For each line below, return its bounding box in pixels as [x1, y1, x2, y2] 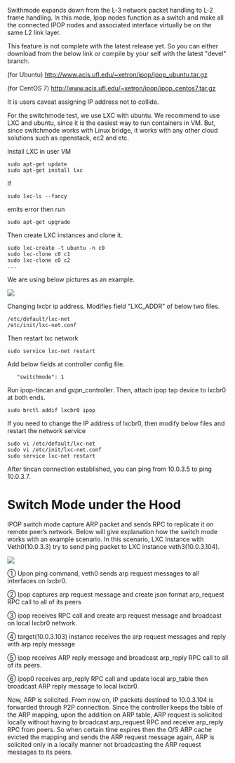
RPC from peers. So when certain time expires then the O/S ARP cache [7, 725, 213, 734]
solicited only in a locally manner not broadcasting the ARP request [7, 740, 201, 748]
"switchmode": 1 [16, 373, 65, 380]
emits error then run [7, 205, 65, 213]
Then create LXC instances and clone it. [7, 231, 123, 239]
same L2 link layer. [7, 28, 61, 37]
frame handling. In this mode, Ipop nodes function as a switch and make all [7, 13, 224, 22]
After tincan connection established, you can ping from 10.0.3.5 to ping [7, 465, 213, 473]
